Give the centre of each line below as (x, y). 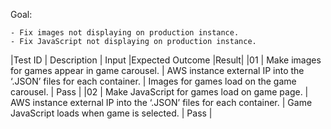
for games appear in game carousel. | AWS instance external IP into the (157, 70)
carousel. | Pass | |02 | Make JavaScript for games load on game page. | (159, 92)
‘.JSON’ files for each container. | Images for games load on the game (153, 81)
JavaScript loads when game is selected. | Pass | (111, 113)
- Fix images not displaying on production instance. (125, 33)
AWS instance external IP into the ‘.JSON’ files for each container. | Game (161, 102)
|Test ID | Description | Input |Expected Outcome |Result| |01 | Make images (166, 60)
